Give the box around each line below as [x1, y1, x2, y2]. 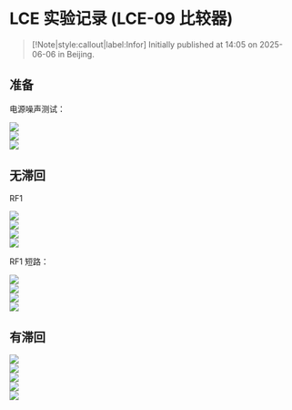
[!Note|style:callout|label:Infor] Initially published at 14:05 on [31, 38, 257, 50]
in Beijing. [57, 48, 96, 59]
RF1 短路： [9, 256, 49, 267]
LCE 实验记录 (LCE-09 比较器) [9, 8, 234, 29]
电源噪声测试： [9, 103, 65, 114]
